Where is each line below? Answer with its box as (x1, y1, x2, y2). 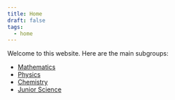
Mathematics (17, 63, 56, 71)
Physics (17, 70, 41, 79)
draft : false (7, 17, 46, 24)
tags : (7, 23, 23, 30)
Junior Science (17, 85, 62, 94)
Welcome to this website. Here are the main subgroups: (7, 49, 169, 58)
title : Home (7, 10, 42, 18)
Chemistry (17, 78, 48, 87)
